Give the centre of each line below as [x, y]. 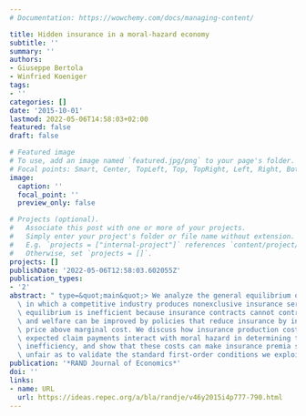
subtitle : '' [34, 43]
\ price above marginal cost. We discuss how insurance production [148, 330]
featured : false [40, 127]
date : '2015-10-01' [46, 110]
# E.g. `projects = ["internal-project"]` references [117, 245]
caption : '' [41, 186]
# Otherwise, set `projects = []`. [81, 253]
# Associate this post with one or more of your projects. [128, 228]
